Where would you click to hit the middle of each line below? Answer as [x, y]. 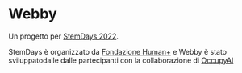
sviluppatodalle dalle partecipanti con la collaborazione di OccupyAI [121, 60]
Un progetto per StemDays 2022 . [63, 36]
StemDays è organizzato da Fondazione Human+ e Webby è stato [118, 51]
